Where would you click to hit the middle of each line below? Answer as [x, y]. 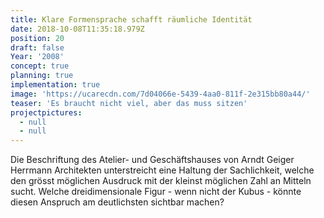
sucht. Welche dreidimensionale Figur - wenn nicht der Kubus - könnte [156, 192]
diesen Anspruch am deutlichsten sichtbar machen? [117, 202]
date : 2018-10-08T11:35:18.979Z [77, 29]
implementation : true [55, 85]
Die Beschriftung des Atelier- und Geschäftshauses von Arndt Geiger [152, 160]
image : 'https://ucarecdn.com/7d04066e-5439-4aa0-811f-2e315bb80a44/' [160, 94]
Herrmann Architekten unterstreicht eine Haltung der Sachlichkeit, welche [162, 170]
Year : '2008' [37, 57]
